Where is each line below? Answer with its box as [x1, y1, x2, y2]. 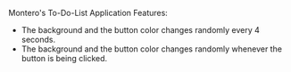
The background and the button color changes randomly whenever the [21, 44, 283, 54]
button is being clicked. [21, 53, 108, 63]
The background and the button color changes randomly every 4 [21, 25, 261, 35]
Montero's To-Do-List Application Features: [8, 8, 169, 18]
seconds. [21, 35, 56, 44]
